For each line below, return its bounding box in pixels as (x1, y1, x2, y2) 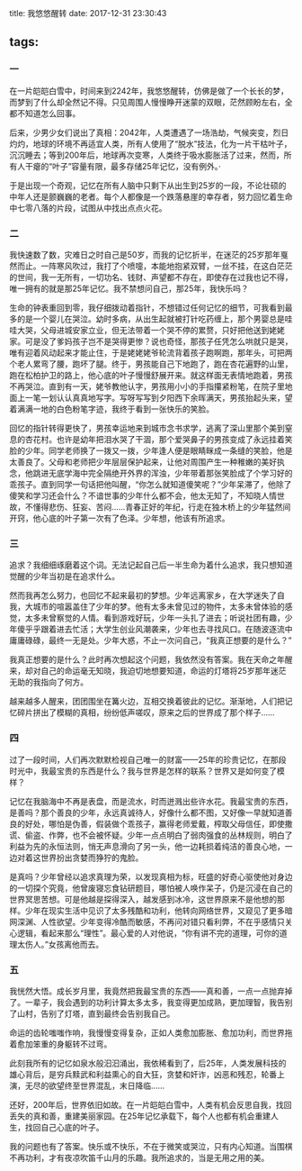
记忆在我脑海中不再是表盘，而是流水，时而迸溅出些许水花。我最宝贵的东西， (9, 795, 293, 806)
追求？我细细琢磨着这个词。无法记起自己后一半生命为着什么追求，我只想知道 (9, 559, 293, 570)
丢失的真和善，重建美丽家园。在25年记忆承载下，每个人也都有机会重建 (9, 1111, 271, 1121)
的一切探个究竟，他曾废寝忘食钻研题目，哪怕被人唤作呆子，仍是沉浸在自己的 (9, 882, 293, 894)
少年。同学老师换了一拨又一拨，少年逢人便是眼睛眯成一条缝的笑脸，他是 (24, 445, 293, 456)
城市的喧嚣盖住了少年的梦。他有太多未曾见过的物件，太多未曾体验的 (32, 602, 285, 613)
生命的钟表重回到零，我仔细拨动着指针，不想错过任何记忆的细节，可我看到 (9, 302, 285, 313)
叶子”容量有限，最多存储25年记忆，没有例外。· (52, 160, 222, 171)
